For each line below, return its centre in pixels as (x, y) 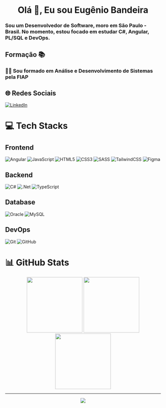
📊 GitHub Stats (37, 263)
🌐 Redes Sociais (31, 93)
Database (20, 202)
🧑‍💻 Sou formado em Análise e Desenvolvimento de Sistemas (79, 71)
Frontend (20, 147)
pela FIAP (17, 77)
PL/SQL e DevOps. (28, 38)
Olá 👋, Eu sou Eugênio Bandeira (83, 10)
